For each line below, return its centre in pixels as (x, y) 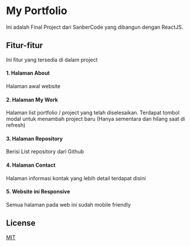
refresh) (16, 125)
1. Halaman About (28, 73)
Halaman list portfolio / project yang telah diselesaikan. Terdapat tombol (93, 113)
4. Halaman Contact (31, 165)
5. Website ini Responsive (38, 191)
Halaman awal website (33, 86)
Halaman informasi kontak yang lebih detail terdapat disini (76, 178)
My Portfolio (37, 11)
